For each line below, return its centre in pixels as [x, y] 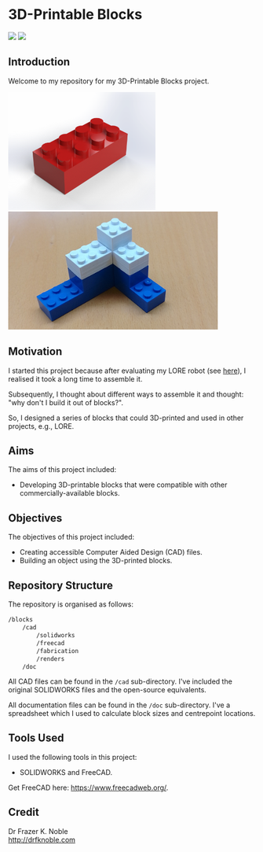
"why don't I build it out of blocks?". [66, 402]
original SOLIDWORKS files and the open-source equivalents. [107, 690]
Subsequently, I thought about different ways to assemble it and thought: [126, 394]
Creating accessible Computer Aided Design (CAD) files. [111, 552]
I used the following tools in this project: [73, 757]
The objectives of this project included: [71, 537]
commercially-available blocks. [69, 493]
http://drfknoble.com [42, 839]
